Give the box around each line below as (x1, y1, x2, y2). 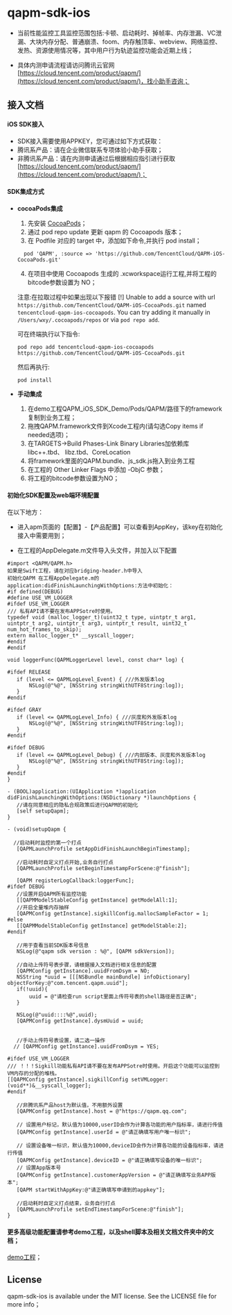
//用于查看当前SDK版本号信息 (16, 942, 89, 949)
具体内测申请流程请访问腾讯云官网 (17, 60, 115, 69)
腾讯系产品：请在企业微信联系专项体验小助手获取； (17, 145, 163, 154)
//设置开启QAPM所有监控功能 (16, 890, 87, 897)
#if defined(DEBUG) (7, 588, 64, 595)
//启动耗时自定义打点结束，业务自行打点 (16, 1200, 116, 1207)
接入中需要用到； (17, 531, 66, 539)
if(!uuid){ (16, 986, 48, 993)
